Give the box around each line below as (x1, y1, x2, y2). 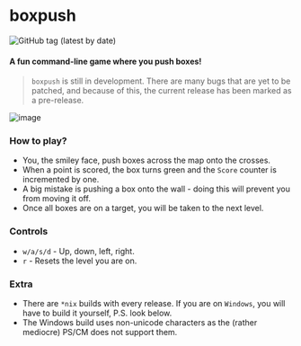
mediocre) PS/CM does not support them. (22, 327, 178, 338)
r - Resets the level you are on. (22, 255, 137, 266)
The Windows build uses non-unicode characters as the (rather (22, 317, 258, 328)
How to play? (9, 135, 67, 147)
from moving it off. (22, 193, 92, 204)
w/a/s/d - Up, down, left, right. (22, 245, 135, 256)
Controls (9, 226, 49, 238)
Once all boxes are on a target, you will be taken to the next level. (22, 203, 264, 214)
